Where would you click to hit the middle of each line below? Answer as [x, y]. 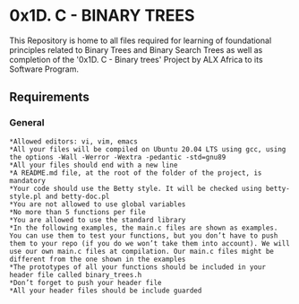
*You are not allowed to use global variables [98, 204]
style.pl [26, 196]
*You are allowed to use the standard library [98, 220]
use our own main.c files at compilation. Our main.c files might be [142, 251]
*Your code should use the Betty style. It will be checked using [136, 188]
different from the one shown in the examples [98, 259]
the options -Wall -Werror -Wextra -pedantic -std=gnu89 [118, 157]
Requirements [49, 97]
